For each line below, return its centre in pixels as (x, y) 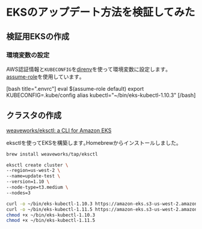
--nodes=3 (19, 193)
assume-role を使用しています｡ (44, 76)
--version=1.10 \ (28, 182)
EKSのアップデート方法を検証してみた (101, 12)
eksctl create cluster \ (37, 165)
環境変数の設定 (28, 55)
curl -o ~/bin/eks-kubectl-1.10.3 (50, 204)
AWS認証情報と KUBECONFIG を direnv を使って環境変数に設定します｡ (87, 69)
